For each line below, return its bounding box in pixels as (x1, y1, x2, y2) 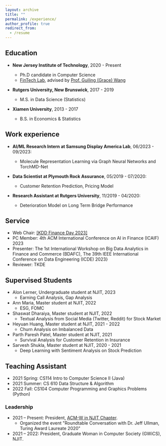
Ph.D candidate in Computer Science (19, 72, 96, 78)
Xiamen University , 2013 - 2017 (12, 106, 79, 112)
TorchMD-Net (19, 163, 48, 169)
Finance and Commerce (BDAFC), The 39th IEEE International (12, 251, 139, 257)
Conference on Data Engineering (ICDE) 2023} (12, 256, 108, 262)
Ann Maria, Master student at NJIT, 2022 (12, 300, 96, 306)
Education (5, 49, 38, 57)
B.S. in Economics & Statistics (19, 116, 81, 122)
